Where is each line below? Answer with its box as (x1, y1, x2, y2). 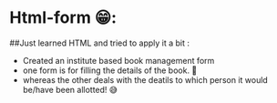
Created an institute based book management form (22, 55, 215, 66)
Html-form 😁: (9, 7, 117, 28)
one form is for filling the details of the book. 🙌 (22, 65, 198, 76)
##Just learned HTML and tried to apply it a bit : (9, 37, 190, 48)
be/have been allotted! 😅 (22, 84, 118, 95)
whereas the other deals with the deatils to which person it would (22, 74, 269, 85)
